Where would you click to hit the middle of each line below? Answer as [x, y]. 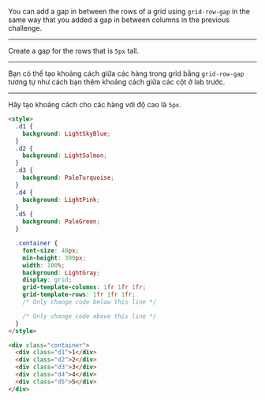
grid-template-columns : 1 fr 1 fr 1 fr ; [84, 287]
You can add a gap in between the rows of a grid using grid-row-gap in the [129, 11]
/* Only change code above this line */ [90, 316]
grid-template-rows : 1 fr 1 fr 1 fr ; [79, 295]
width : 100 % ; [44, 265]
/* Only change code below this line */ [90, 302]
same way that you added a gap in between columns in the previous [119, 20]
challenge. [25, 28]
